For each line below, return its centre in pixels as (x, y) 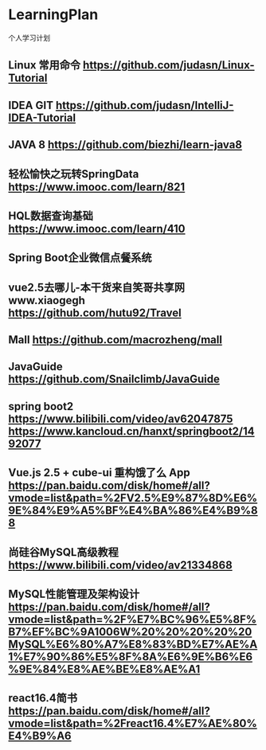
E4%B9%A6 (40, 736)
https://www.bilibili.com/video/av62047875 (121, 418)
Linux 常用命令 (45, 65)
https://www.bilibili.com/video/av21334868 (120, 565)
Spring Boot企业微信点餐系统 (80, 258)
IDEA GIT (31, 105)
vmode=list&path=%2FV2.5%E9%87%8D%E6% (133, 498)
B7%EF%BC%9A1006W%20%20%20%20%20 (130, 632)
